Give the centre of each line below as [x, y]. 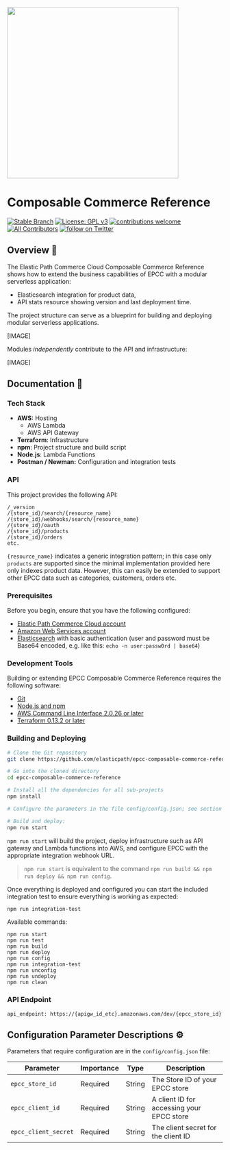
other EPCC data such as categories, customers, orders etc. [92, 578]
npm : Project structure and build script [72, 448]
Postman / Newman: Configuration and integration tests [97, 462]
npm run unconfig [32, 970]
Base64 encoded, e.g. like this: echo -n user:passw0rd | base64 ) [108, 646]
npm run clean [27, 983]
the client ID [171, 1136]
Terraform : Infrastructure [53, 440]
